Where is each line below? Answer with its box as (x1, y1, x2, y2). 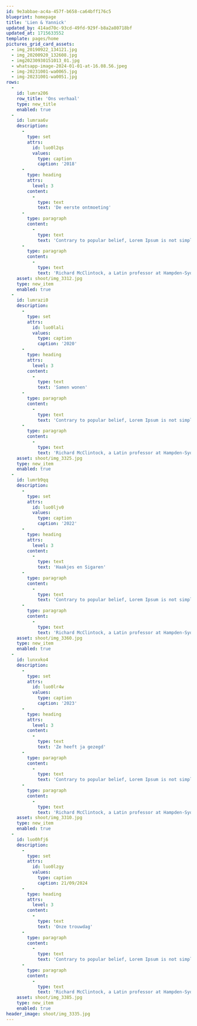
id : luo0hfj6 (16, 836, 49, 843)
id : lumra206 (16, 90, 49, 96)
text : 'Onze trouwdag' (37, 923, 93, 929)
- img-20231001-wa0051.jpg (11, 74, 77, 80)
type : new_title (16, 101, 57, 107)
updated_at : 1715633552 (6, 30, 64, 36)
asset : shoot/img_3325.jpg (16, 455, 83, 461)
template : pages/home (6, 36, 59, 42)
